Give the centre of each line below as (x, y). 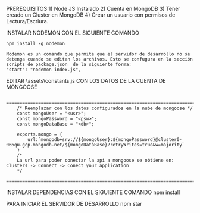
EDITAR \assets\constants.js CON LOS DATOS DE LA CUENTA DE (86, 81)
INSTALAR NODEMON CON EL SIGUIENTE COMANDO (73, 33)
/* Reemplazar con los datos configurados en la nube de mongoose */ (105, 108)
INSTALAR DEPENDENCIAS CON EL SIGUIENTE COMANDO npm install (93, 192)
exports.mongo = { (40, 134)
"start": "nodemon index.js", (44, 70)
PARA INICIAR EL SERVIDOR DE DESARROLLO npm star (74, 204)
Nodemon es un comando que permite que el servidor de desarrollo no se (98, 54)
